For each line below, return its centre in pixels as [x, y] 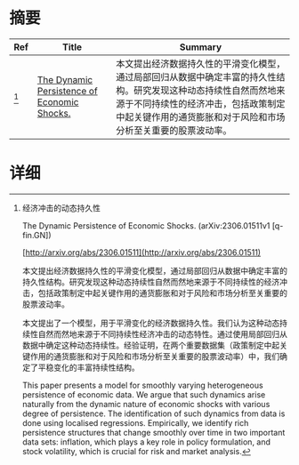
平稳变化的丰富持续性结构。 [89, 367]
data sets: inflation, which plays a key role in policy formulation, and [146, 442]
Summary [201, 47]
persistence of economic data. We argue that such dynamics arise [144, 394]
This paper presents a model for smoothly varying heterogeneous [143, 385]
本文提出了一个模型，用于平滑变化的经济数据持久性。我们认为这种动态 [151, 323]
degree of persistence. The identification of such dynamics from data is [154, 413]
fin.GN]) [36, 235]
